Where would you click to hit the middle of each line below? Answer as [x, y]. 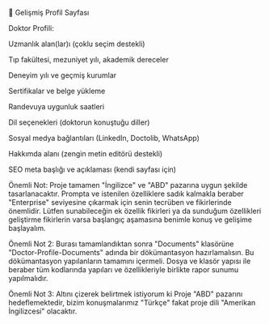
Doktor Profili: [31, 28]
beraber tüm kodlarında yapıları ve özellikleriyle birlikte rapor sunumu [124, 270]
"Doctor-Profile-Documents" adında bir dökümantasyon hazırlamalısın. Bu [131, 252]
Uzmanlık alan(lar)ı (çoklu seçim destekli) [77, 44]
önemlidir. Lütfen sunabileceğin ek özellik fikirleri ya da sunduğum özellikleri [135, 211]
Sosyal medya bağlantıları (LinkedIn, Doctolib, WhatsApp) [104, 138]
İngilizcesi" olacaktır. [43, 311]
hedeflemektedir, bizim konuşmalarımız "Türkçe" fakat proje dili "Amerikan [132, 303]
